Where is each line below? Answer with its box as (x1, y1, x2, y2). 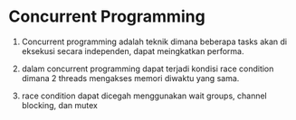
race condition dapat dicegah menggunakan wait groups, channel (21, 90, 268, 101)
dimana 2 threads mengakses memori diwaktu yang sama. (21, 72, 240, 83)
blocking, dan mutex (21, 99, 99, 110)
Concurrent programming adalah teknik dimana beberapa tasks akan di (21, 36, 287, 47)
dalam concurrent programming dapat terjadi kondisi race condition (21, 63, 274, 74)
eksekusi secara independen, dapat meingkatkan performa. (21, 45, 244, 56)
